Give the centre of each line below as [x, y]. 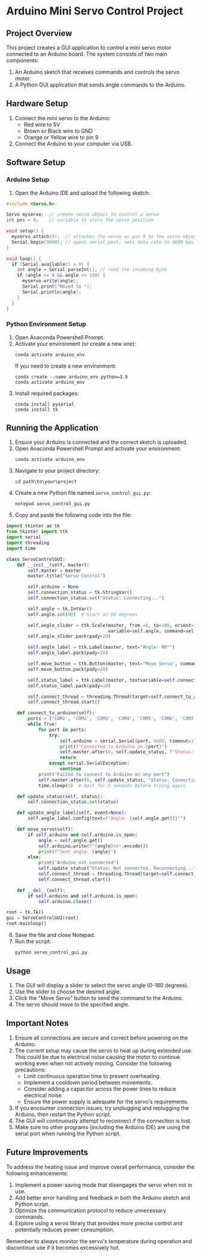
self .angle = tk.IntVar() [60, 609]
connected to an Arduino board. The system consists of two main [87, 54]
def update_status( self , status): [60, 796]
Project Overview [39, 33]
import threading [28, 543]
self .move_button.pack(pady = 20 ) [68, 669]
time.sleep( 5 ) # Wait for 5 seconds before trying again [112, 786]
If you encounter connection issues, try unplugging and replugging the [102, 1108]
